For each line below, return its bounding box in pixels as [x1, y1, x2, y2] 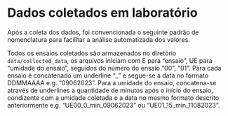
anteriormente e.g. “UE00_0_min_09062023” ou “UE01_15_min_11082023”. [7, 101, 220, 109]
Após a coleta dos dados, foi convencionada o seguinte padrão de [7, 28, 199, 36]
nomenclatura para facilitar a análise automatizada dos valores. [7, 35, 191, 43]
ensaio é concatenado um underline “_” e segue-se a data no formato [7, 71, 209, 80]
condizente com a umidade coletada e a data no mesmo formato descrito [7, 93, 220, 102]
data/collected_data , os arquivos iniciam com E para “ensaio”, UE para [7, 56, 213, 64]
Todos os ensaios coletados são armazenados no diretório [7, 49, 177, 57]
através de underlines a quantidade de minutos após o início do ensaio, [7, 86, 214, 94]
